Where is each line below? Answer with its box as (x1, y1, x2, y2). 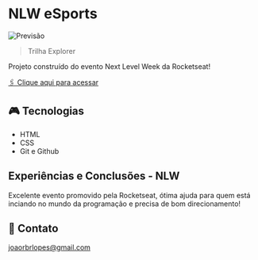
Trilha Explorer (27, 46, 76, 55)
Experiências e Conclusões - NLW (8, 170, 180, 183)
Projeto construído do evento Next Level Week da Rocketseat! (8, 61, 211, 71)
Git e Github (19, 146, 60, 155)
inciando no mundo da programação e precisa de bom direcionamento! (8, 199, 241, 208)
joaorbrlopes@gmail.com (8, 243, 91, 252)
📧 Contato (8, 221, 59, 235)
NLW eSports (8, 5, 98, 23)
